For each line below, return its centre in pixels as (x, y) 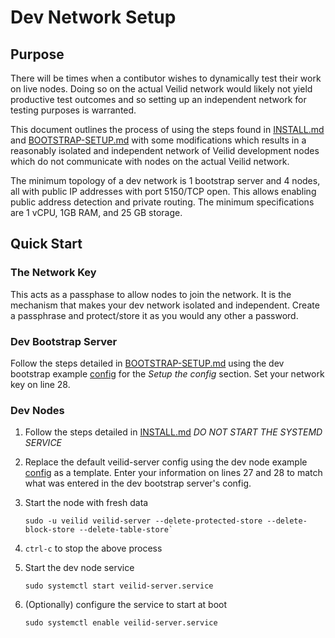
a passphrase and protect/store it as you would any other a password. (154, 315)
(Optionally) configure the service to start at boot (126, 605)
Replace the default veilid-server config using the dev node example (166, 462)
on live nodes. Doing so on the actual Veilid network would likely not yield (161, 89)
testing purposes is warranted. (73, 110)
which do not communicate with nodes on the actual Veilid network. (150, 161)
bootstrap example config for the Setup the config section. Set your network (167, 373)
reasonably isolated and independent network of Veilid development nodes (165, 150)
